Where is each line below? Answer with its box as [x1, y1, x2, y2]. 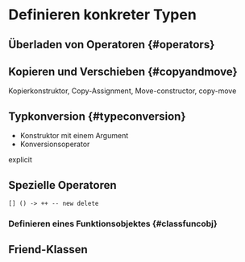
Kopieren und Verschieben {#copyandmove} [8, 64, 238, 78]
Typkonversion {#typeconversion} [8, 109, 187, 123]
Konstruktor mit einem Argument [19, 131, 129, 141]
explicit [8, 155, 32, 165]
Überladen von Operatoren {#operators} [8, 38, 215, 51]
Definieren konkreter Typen [8, 6, 197, 24]
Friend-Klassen [8, 243, 88, 256]
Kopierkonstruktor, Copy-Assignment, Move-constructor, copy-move [8, 86, 237, 96]
